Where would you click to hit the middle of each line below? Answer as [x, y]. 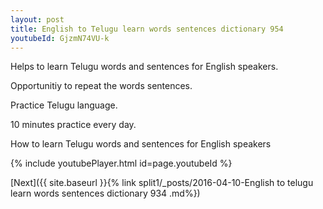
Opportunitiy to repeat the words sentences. [101, 86]
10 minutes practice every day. [73, 125]
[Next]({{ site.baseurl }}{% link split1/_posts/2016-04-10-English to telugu [162, 183]
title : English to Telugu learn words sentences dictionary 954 [147, 29]
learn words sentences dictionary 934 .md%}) [105, 193]
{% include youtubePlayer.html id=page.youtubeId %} [121, 163]
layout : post [37, 19]
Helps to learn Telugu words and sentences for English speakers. [144, 67]
